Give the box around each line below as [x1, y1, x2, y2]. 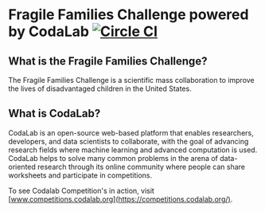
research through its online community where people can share [37, 162, 245, 171]
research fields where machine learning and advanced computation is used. [8, 145, 258, 155]
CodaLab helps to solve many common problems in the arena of [8, 153, 219, 163]
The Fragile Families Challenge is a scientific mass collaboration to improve [8, 76, 255, 84]
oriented [8, 162, 36, 171]
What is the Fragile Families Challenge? [8, 54, 208, 68]
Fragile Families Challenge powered [8, 6, 249, 24]
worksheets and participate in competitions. [8, 170, 153, 180]
